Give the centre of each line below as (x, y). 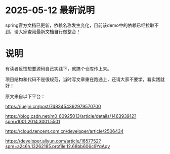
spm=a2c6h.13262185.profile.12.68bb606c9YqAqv (58, 146)
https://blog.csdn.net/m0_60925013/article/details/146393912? (71, 116)
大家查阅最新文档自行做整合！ (50, 31)
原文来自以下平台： (25, 96)
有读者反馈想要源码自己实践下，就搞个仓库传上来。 (58, 68)
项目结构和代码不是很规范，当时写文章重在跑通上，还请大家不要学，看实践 (83, 79)
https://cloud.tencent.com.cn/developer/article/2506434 (65, 131)
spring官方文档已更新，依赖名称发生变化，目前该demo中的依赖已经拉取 (80, 25)
